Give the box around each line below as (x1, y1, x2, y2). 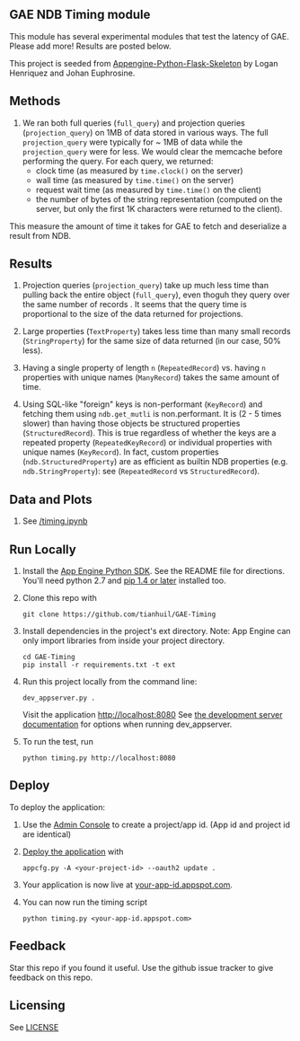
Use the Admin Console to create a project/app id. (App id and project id (22, 819, 290, 830)
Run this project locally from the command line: (22, 676, 198, 687)
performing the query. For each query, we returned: (22, 155, 214, 166)
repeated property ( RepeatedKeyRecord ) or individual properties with (22, 437, 272, 448)
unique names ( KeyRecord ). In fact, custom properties (22, 446, 219, 457)
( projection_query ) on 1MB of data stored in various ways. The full (22, 127, 269, 137)
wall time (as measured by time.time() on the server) (35, 174, 234, 185)
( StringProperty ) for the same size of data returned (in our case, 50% (22, 336, 281, 347)
